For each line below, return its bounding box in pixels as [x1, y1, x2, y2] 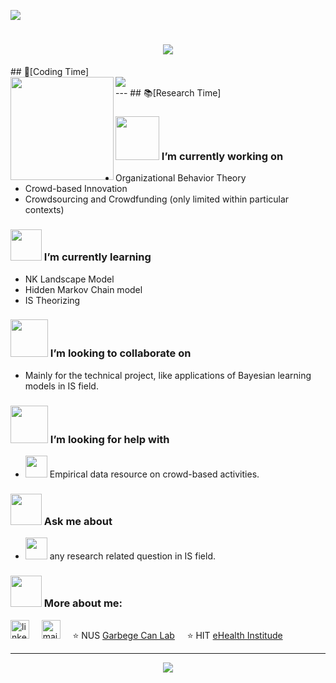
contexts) [24, 204, 65, 216]
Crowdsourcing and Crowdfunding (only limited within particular [24, 193, 290, 205]
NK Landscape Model [24, 273, 115, 285]
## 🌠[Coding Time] [10, 65, 90, 77]
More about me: [43, 596, 123, 610]
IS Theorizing [24, 294, 81, 306]
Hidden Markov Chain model [24, 283, 143, 295]
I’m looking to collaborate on [49, 346, 192, 360]
